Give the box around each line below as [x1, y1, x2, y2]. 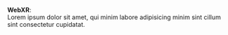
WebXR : [7, 6, 32, 14]
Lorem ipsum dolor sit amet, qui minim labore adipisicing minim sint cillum [7, 13, 222, 21]
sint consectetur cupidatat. [7, 21, 86, 28]
